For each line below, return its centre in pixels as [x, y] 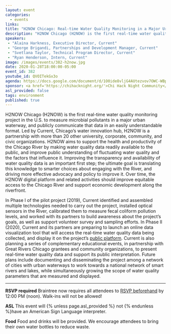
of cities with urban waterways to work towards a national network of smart [84, 265]
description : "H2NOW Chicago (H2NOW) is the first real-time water [78, 34]
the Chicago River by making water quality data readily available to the [79, 147]
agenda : [13, 81]
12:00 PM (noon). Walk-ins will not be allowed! [54, 296]
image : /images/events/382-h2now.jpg [45, 62]
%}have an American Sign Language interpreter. [56, 312]
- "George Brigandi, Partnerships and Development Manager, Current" [83, 48]
